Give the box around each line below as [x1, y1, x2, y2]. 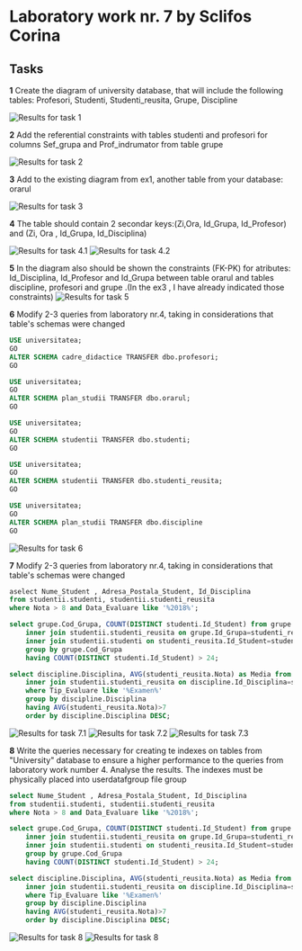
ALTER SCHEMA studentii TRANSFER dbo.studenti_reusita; [9, 477, 223, 486]
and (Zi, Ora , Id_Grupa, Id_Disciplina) [9, 228, 147, 238]
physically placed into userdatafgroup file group [9, 774, 187, 785]
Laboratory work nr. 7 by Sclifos [9, 6, 253, 27]
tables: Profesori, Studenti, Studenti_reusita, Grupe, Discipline [9, 94, 238, 105]
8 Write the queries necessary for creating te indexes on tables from [9, 745, 262, 756]
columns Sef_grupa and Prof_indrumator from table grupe [9, 139, 224, 149]
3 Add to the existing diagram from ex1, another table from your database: [9, 174, 283, 184]
